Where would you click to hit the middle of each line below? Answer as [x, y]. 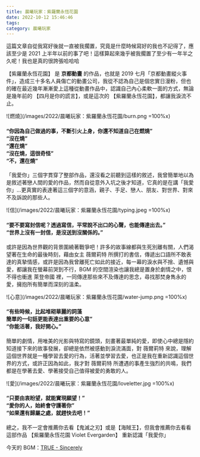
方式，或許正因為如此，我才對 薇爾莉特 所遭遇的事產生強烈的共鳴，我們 [104, 363]
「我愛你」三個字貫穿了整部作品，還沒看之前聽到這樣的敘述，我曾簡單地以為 [100, 175]
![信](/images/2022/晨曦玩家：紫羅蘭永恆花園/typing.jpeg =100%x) [88, 210]
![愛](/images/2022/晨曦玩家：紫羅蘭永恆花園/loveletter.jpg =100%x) [90, 383]
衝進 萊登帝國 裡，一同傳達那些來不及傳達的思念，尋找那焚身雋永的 [104, 277]
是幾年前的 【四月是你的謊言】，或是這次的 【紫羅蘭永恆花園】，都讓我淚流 [96, 96]
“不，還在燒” [22, 160]
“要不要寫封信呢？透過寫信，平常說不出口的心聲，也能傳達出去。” [86, 225]
